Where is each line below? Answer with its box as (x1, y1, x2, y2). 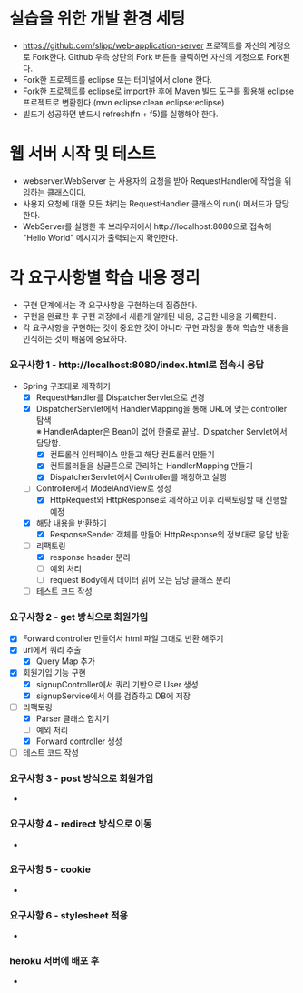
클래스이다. (46, 186, 86, 197)
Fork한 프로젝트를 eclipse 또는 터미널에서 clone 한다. (22, 74, 213, 85)
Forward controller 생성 (35, 736, 122, 747)
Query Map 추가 (35, 656, 95, 667)
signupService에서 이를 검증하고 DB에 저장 (35, 690, 191, 701)
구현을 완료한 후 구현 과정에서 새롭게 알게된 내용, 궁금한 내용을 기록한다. (22, 310, 277, 321)
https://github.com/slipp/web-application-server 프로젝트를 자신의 (22, 40, 268, 51)
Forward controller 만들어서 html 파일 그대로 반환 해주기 (22, 633, 224, 644)
